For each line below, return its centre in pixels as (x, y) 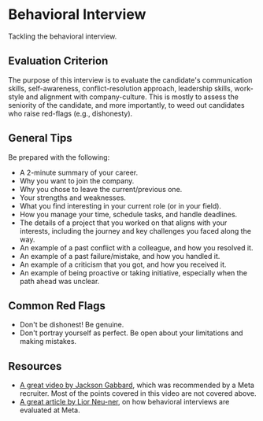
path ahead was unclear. (59, 281)
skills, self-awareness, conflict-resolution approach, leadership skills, (120, 88)
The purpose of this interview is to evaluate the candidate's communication (130, 79)
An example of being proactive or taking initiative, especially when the (133, 272)
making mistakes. (48, 342)
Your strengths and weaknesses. (72, 198)
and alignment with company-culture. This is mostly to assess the (132, 97)
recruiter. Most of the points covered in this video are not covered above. (138, 393)
